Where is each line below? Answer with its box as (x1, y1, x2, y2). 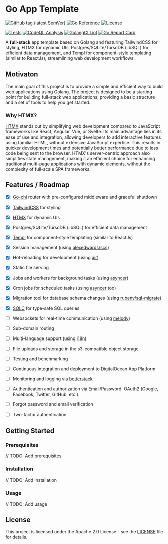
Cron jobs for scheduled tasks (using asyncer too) (12, 285, 116, 291)
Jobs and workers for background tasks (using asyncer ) (12, 275, 129, 281)
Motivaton (5, 70, 38, 79)
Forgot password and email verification (12, 401, 94, 407)
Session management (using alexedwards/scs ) (12, 245, 109, 251)
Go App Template (5, 3, 79, 15)
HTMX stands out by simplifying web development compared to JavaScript (5, 123, 160, 129)
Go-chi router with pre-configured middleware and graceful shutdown (12, 194, 157, 200)
